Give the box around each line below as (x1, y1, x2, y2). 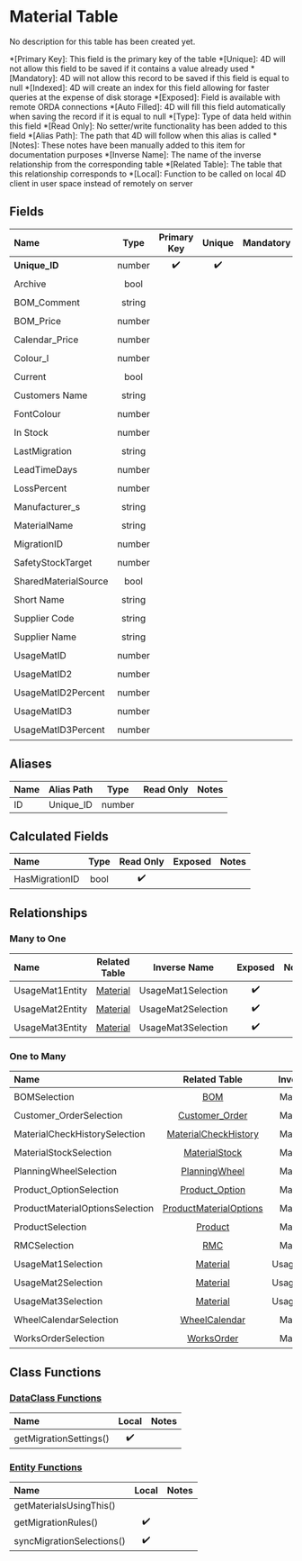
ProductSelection (13, 1221, 87, 1233)
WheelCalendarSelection (13, 1313, 119, 1326)
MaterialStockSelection (13, 1146, 112, 1158)
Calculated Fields (9, 829, 110, 844)
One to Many (9, 1049, 67, 1062)
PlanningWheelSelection (13, 1165, 117, 1177)
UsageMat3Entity (13, 1021, 88, 1033)
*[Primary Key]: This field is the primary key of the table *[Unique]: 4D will (9, 53, 286, 64)
